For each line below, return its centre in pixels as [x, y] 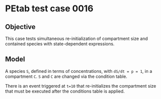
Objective [20, 27]
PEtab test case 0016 [49, 9]
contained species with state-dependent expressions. [60, 44]
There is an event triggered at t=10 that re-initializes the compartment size [81, 86]
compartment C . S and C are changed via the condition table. [66, 76]
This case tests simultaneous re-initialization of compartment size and [77, 38]
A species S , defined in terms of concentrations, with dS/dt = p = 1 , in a [79, 71]
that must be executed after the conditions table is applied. [65, 91]
